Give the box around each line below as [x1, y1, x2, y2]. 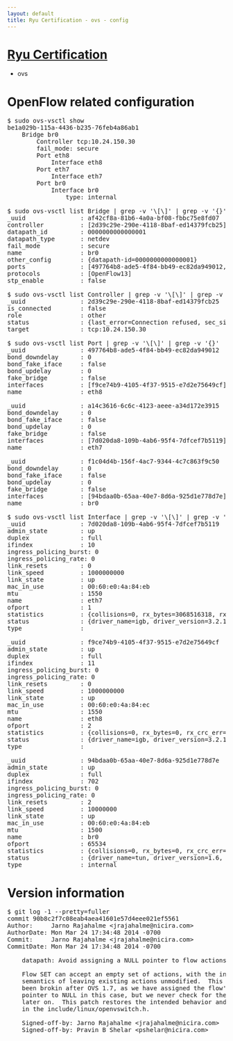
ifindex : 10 [7, 541, 96, 549]
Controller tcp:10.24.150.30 [36, 138, 136, 146]
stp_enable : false [7, 277, 106, 285]
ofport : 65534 [7, 840, 106, 848]
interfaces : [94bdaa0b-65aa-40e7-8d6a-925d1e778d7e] [7, 492, 227, 501]
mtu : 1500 [7, 826, 103, 834]
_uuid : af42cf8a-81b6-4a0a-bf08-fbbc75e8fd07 [7, 214, 220, 223]
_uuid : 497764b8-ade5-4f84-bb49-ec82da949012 [7, 346, 220, 355]
